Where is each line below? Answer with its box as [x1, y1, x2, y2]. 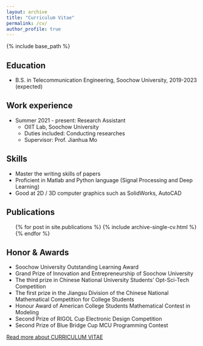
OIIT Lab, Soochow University [24, 123, 99, 130]
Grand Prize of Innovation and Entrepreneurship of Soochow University [15, 270, 193, 277]
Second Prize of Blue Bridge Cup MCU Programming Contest [15, 322, 168, 329]
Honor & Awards [6, 247, 69, 258]
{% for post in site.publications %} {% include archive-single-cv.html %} [15, 223, 197, 230]
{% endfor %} [15, 230, 50, 237]
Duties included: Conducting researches [24, 129, 126, 137]
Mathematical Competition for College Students [15, 296, 135, 303]
